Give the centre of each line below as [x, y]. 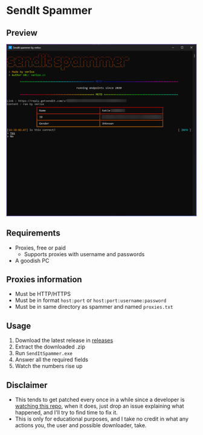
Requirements [33, 233]
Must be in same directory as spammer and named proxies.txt [94, 307]
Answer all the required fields [52, 359]
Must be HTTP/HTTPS [43, 294]
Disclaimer [27, 385]
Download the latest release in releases [64, 340]
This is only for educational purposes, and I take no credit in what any [102, 419]
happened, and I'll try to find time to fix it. [66, 412]
